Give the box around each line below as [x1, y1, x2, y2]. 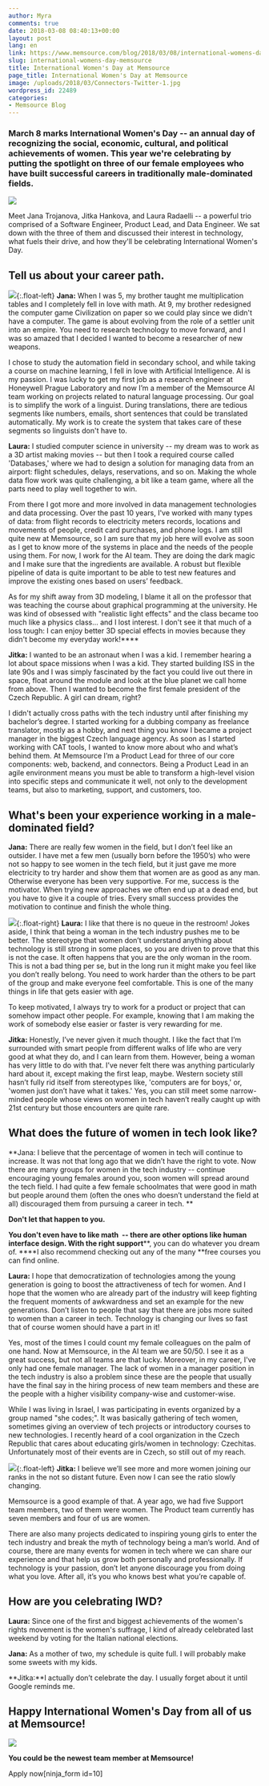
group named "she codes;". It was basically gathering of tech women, [8, 1413, 239, 1422]
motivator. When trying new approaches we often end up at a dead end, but [8, 885, 259, 895]
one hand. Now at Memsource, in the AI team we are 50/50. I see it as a [8, 1346, 244, 1356]
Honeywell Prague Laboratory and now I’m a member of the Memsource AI [8, 383, 255, 393]
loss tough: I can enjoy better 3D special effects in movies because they [8, 626, 246, 636]
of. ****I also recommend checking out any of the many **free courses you [8, 1247, 261, 1256]
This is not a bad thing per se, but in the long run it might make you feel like [8, 961, 257, 971]
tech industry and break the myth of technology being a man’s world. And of [8, 1537, 260, 1547]
